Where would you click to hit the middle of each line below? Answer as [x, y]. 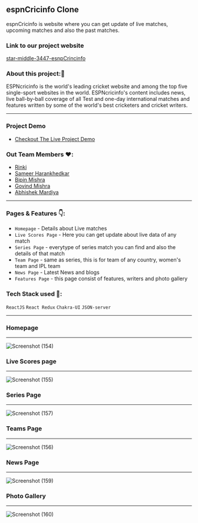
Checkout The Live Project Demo [55, 139]
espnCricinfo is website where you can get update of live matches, [87, 24]
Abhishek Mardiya [37, 192]
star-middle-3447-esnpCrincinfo [46, 58]
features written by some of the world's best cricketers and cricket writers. [97, 105]
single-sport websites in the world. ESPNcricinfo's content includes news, [96, 93]
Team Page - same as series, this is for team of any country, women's [98, 260]
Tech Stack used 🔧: [34, 294]
